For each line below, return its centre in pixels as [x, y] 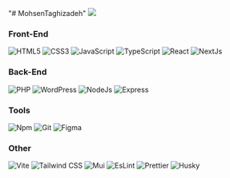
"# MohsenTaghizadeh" [47, 13]
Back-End [28, 72]
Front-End [28, 34]
